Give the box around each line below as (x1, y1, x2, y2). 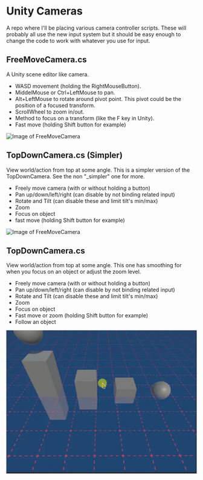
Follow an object (14, 319, 56, 326)
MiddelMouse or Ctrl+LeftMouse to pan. (14, 89, 115, 96)
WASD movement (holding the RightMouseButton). (14, 82, 141, 89)
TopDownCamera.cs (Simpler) (6, 150, 123, 161)
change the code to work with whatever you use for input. (6, 37, 150, 44)
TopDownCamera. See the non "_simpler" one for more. (6, 172, 145, 180)
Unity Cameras (6, 4, 83, 18)
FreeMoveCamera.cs (6, 54, 87, 65)
